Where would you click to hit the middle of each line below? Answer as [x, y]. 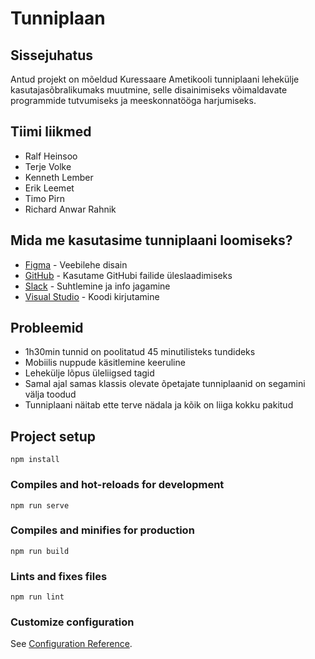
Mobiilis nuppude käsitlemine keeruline [105, 363]
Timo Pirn [44, 198]
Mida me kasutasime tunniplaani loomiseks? [151, 240]
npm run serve [40, 505]
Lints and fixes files [59, 576]
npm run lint [37, 597]
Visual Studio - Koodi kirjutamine [92, 296]
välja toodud [50, 394]
